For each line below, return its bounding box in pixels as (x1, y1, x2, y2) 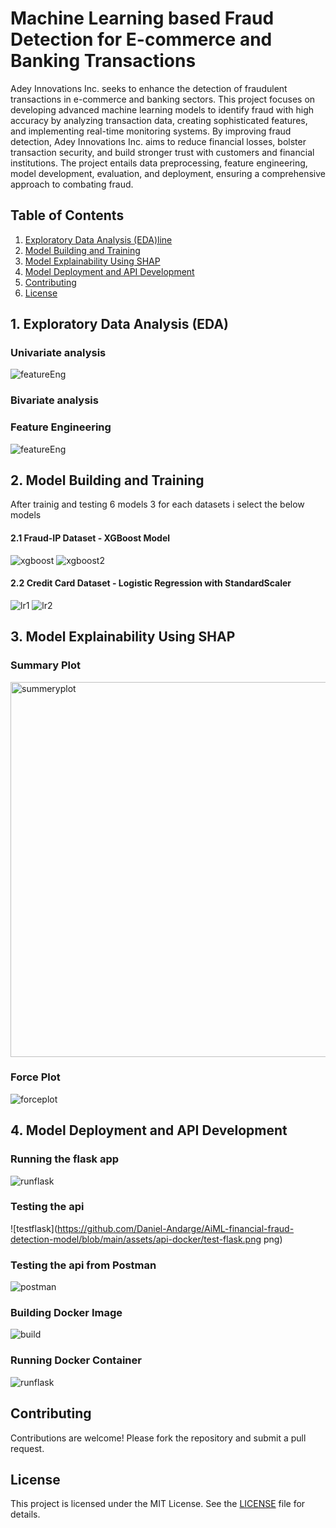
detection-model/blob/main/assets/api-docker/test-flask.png (10, 1233, 262, 1245)
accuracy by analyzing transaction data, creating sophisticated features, (10, 114, 308, 126)
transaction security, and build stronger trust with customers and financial (10, 146, 315, 158)
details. (10, 1508, 41, 1521)
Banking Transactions (10, 50, 197, 72)
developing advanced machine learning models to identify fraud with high (10, 103, 315, 116)
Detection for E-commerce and (10, 28, 273, 51)
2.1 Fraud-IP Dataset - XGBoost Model (10, 532, 171, 544)
